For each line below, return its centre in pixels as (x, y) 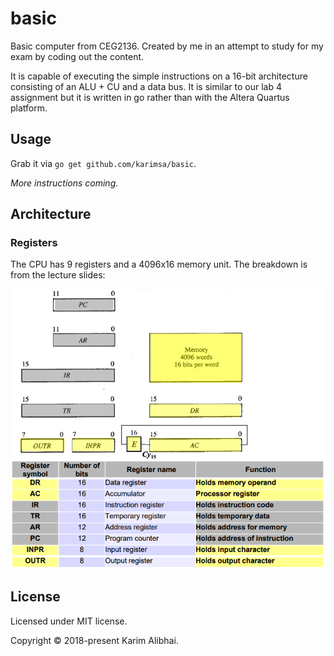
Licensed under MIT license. (69, 621)
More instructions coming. (64, 183)
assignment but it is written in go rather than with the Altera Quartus (150, 97)
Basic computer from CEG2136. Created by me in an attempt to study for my (167, 46)
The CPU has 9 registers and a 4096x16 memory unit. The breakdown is (159, 264)
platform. (29, 108)
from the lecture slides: (58, 275)
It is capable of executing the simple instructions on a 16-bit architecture (159, 76)
